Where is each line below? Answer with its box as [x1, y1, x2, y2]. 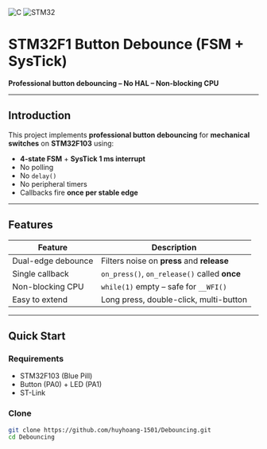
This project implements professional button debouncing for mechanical [8, 130, 250, 139]
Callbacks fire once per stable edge [19, 188, 139, 197]
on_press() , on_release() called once [100, 268, 241, 279]
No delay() [19, 171, 57, 180]
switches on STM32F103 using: [8, 138, 114, 148]
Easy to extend [12, 294, 68, 305]
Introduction [8, 109, 72, 122]
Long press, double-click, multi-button [100, 294, 248, 305]
